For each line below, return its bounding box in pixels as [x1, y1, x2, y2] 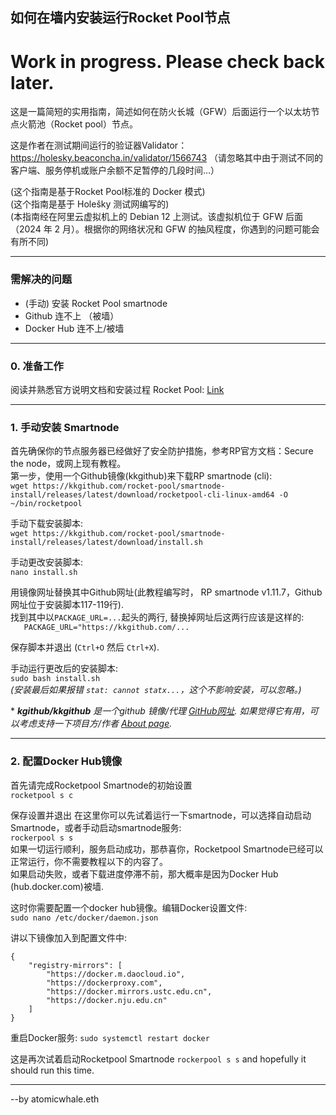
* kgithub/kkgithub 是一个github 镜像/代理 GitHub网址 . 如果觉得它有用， [10, 705, 310, 717]
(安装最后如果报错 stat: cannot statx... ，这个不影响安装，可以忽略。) [10, 684, 302, 696]
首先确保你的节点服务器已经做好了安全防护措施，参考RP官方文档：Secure [10, 445, 314, 457]
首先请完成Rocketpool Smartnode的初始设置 [10, 779, 193, 791]
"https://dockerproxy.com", [46, 978, 163, 988]
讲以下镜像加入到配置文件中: [10, 931, 128, 943]
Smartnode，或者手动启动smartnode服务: [10, 821, 182, 833]
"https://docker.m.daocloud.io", [46, 969, 186, 979]
